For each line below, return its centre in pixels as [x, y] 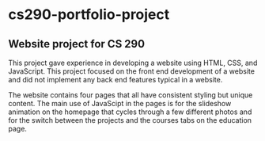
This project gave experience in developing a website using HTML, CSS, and [133, 63]
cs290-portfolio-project [89, 15]
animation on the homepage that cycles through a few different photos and [130, 112]
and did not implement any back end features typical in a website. [115, 80]
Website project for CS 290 [76, 44]
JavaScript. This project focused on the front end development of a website [132, 71]
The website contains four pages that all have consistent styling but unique [131, 95]
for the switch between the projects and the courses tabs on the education [130, 120]
